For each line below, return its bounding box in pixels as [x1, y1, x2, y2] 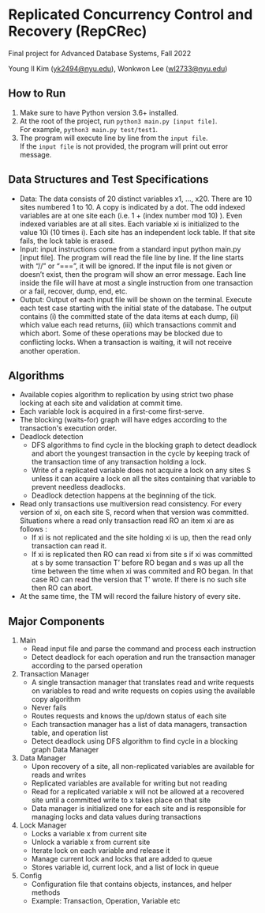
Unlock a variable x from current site [31, 837, 151, 847]
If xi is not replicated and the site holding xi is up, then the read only [31, 532, 252, 543]
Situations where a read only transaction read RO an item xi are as [19, 516, 234, 525]
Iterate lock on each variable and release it [31, 846, 170, 855]
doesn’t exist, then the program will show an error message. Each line [19, 269, 247, 278]
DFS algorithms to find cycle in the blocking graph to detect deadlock [31, 441, 257, 450]
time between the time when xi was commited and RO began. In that [31, 566, 254, 576]
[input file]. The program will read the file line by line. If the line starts [19, 252, 244, 262]
